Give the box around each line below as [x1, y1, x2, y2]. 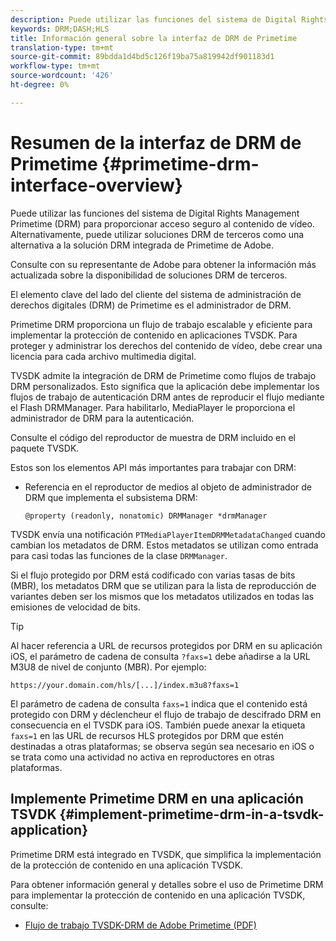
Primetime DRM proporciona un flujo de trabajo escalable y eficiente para [10, 318, 313, 330]
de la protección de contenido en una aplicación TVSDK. [10, 859, 244, 871]
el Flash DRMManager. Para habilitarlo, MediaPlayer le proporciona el [10, 401, 296, 413]
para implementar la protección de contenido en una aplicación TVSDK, [10, 889, 306, 901]
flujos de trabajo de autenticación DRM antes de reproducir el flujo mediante [10, 391, 325, 403]
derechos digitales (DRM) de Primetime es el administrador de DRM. [10, 299, 292, 311]
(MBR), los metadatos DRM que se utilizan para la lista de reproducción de [10, 579, 317, 591]
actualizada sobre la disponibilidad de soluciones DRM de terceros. [10, 269, 288, 281]
